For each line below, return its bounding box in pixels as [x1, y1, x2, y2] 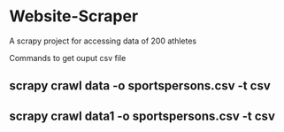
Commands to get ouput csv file [9, 52, 127, 63]
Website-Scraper [9, 6, 139, 27]
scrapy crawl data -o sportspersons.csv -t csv [9, 78, 272, 94]
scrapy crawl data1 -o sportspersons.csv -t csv [9, 108, 276, 123]
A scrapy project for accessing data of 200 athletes [9, 35, 197, 46]
